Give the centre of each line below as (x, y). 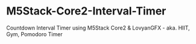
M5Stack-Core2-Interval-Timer (86, 11)
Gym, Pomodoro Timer (34, 34)
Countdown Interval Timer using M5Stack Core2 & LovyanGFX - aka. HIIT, (98, 28)
